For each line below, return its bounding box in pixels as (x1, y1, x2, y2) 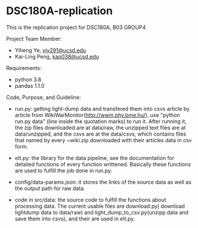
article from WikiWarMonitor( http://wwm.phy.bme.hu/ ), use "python (14, 111, 180, 118)
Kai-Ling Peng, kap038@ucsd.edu (14, 53, 99, 60)
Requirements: (6, 64, 41, 72)
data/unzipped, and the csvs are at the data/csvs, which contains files (14, 130, 187, 137)
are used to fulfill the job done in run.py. (14, 167, 113, 174)
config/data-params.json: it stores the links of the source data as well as (14, 178, 191, 185)
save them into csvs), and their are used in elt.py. (14, 215, 135, 222)
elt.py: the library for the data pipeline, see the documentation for (14, 154, 175, 161)
